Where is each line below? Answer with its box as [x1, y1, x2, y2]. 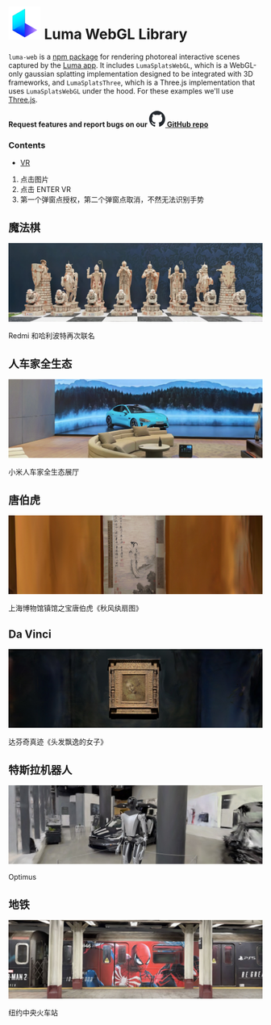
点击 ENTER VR [19, 185, 71, 195]
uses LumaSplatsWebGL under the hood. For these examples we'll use [8, 86, 234, 95]
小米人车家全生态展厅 [8, 467, 79, 477]
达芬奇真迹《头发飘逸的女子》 [8, 737, 107, 747]
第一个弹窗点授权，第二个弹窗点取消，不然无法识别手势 [19, 195, 204, 204]
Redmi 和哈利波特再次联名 [8, 331, 95, 341]
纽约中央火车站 [8, 1008, 58, 1018]
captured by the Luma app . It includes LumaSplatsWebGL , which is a [8, 60, 228, 70]
